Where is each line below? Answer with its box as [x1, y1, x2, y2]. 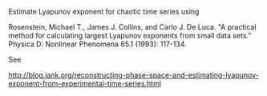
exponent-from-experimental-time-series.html [8, 79, 162, 88]
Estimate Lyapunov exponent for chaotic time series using [8, 7, 200, 16]
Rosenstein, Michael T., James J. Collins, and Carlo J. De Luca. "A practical [8, 22, 257, 31]
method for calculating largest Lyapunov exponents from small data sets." [8, 31, 252, 40]
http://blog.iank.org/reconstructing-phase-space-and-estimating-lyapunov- [8, 70, 259, 79]
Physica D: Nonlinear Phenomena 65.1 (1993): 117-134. [8, 39, 187, 49]
